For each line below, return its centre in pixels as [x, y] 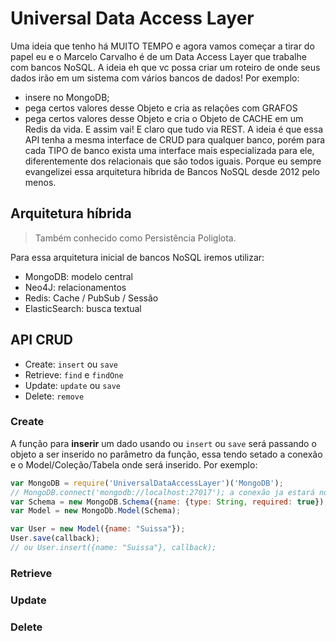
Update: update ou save [72, 385]
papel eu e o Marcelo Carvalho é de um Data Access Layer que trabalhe [158, 56]
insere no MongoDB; [67, 97]
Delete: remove [54, 396]
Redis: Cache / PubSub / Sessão [91, 298]
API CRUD [42, 340]
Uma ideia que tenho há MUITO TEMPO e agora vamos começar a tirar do [162, 46]
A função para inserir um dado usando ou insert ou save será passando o [163, 443]
